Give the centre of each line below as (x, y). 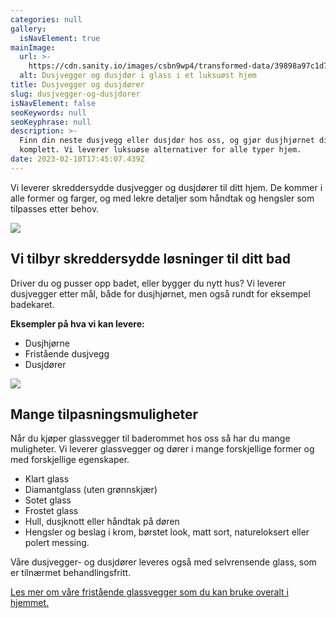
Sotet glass (48, 500)
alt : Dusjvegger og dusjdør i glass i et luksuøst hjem (138, 76)
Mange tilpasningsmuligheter (104, 414)
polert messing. (57, 543)
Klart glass (47, 479)
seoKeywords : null (48, 112)
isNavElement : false (53, 103)
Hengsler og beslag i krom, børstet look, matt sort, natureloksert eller (167, 532)
